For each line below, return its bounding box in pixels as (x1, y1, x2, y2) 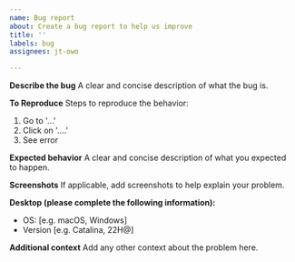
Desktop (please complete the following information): (9, 197, 216, 208)
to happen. (9, 162, 50, 173)
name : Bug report (9, 13, 75, 23)
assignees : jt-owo (9, 47, 79, 56)
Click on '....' (22, 125, 69, 136)
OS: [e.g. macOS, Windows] (22, 215, 128, 226)
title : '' (9, 30, 47, 39)
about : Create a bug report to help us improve (9, 22, 193, 31)
